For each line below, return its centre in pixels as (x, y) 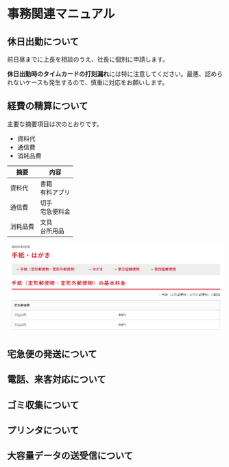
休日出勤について (43, 41)
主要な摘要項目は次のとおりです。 (55, 123)
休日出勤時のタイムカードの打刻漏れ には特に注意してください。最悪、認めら (115, 74)
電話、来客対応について (57, 380)
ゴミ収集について (43, 405)
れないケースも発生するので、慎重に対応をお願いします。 (88, 82)
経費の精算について (48, 106)
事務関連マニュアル (61, 14)
